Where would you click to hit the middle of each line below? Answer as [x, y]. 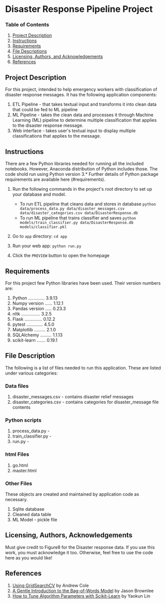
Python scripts [23, 420]
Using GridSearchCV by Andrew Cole [51, 585]
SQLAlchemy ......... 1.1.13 [38, 335]
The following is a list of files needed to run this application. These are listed [83, 368]
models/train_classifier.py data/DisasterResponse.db [77, 223]
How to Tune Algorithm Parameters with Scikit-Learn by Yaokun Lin [81, 596]
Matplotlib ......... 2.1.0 [34, 329]
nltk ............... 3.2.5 [32, 313]
